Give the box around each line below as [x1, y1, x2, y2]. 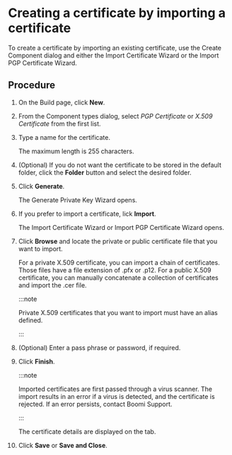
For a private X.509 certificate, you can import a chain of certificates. [18, 258, 220, 267]
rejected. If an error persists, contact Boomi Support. [18, 400, 173, 408]
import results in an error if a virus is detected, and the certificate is [18, 392, 215, 400]
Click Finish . [18, 357, 55, 366]
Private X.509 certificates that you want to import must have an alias [18, 308, 218, 317]
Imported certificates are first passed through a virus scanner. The [18, 385, 213, 393]
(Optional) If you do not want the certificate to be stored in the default [18, 160, 222, 169]
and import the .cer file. [18, 280, 87, 289]
